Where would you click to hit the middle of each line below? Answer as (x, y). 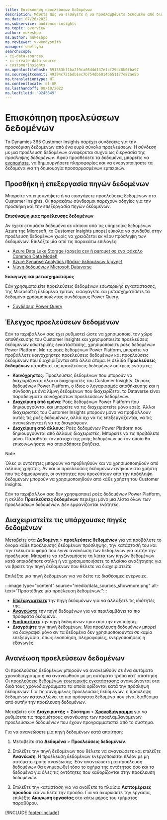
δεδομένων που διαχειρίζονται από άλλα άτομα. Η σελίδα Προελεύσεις (81, 360)
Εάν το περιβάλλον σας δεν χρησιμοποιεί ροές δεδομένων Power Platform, (83, 494)
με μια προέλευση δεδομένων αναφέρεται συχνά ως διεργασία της (75, 153)
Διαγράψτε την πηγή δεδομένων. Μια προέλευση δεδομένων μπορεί (84, 627)
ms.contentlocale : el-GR (31, 83)
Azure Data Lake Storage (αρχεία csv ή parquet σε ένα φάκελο (78, 251)
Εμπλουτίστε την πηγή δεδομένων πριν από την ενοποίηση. (75, 621)
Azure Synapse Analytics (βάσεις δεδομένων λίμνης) (67, 262)
